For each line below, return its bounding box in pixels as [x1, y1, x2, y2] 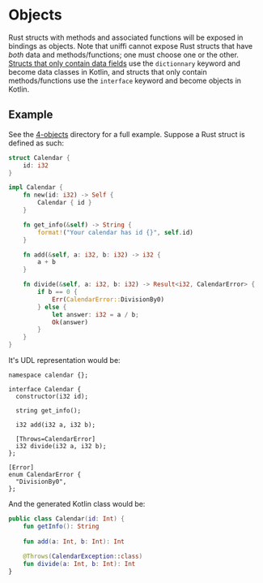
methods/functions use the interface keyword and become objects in [8, 76, 241, 85]
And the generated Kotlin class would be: [8, 499, 146, 508]
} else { [37, 303, 67, 311]
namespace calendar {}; [8, 371, 89, 379]
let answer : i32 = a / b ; [51, 310, 139, 318]
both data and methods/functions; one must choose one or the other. [8, 50, 239, 59]
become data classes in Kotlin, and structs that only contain [8, 67, 208, 76]
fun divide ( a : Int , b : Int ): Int [23, 560, 136, 568]
